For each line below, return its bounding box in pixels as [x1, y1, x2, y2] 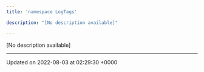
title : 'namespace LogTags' [6, 8, 78, 15]
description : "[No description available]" [6, 19, 118, 26]
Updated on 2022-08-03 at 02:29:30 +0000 [6, 58, 118, 66]
